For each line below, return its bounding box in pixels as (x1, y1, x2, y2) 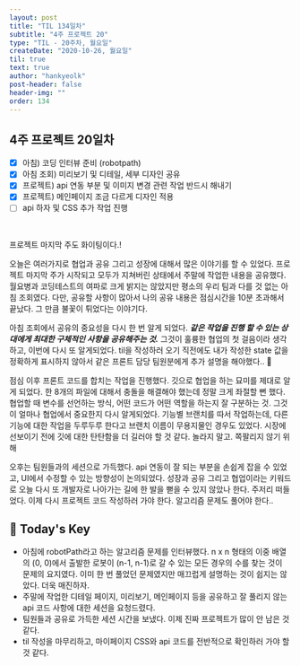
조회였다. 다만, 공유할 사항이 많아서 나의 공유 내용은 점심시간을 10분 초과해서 (18, 292, 285, 302)
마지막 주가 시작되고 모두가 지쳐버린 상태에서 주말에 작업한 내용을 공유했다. (25, 269, 287, 280)
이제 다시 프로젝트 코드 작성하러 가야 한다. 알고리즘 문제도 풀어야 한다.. (28, 495, 274, 505)
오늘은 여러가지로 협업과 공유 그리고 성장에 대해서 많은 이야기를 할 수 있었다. (9, 258, 275, 269)
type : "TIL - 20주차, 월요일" (9, 38, 113, 48)
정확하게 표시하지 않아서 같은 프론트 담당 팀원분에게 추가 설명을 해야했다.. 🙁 (9, 355, 272, 366)
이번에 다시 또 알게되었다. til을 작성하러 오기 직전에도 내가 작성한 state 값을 (28, 345, 289, 355)
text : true (9, 64, 50, 73)
